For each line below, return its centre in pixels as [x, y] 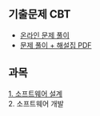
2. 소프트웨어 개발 [36, 103]
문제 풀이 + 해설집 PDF [56, 45]
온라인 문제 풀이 [44, 35]
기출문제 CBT [40, 14]
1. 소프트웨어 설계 [35, 94]
